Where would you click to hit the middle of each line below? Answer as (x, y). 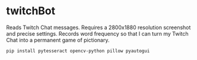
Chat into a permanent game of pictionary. (58, 40)
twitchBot (31, 11)
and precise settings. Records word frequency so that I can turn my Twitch (97, 33)
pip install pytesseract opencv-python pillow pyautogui (78, 51)
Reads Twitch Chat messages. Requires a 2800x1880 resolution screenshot (99, 27)
